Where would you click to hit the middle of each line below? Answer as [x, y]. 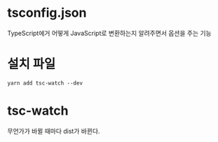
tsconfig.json [47, 13]
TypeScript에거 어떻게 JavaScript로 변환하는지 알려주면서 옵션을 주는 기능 [109, 33]
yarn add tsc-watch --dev [45, 83]
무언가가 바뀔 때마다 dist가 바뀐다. [54, 131]
